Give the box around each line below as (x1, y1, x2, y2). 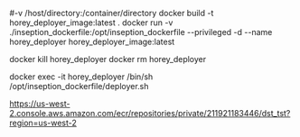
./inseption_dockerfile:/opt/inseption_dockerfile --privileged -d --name (9, 27, 273, 37)
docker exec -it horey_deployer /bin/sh (9, 71, 154, 82)
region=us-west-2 (9, 117, 77, 128)
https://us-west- (9, 98, 70, 109)
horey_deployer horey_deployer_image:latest (9, 36, 175, 47)
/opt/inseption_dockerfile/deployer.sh (9, 81, 149, 91)
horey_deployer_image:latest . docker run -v (9, 17, 173, 28)
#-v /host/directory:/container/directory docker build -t (9, 8, 214, 18)
